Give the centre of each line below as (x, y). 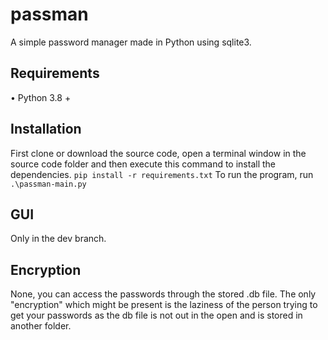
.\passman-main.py (48, 184)
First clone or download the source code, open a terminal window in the (158, 153)
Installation (46, 129)
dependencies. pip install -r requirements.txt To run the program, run (162, 174)
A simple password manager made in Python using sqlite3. (131, 42)
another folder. (41, 326)
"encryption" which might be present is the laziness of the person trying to (164, 305)
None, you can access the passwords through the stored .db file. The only (163, 294)
